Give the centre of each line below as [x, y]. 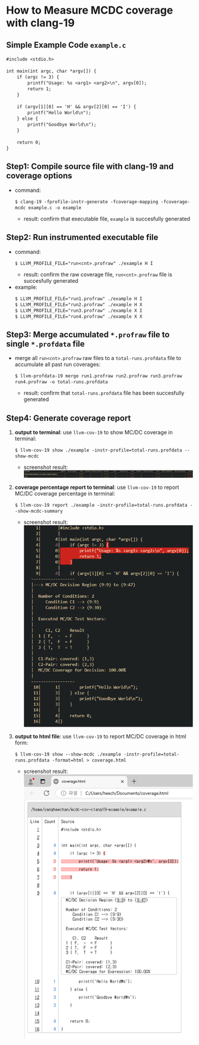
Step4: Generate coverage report [69, 418]
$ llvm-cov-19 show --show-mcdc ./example [68, 754]
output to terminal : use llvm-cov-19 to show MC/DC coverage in [94, 432]
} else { [28, 119]
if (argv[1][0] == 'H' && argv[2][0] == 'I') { [76, 107]
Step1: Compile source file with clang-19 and [90, 167]
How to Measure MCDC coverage [90, 10]
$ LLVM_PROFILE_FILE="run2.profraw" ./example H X [78, 304]
